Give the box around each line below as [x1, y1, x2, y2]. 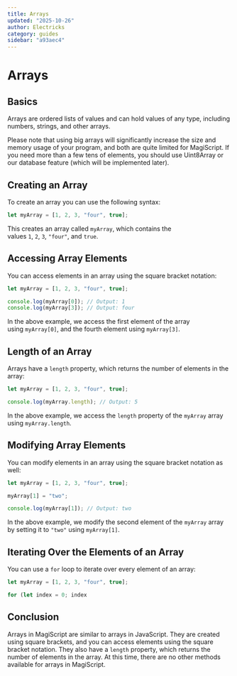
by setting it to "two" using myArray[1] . [7, 525, 120, 534]
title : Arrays [7, 10, 50, 18]
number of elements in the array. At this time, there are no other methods [7, 653, 221, 661]
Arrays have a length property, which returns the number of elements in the [7, 364, 229, 373]
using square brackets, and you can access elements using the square [7, 637, 214, 646]
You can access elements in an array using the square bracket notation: [7, 271, 217, 280]
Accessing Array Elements [7, 253, 128, 265]
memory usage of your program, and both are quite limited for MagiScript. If [7, 143, 229, 152]
